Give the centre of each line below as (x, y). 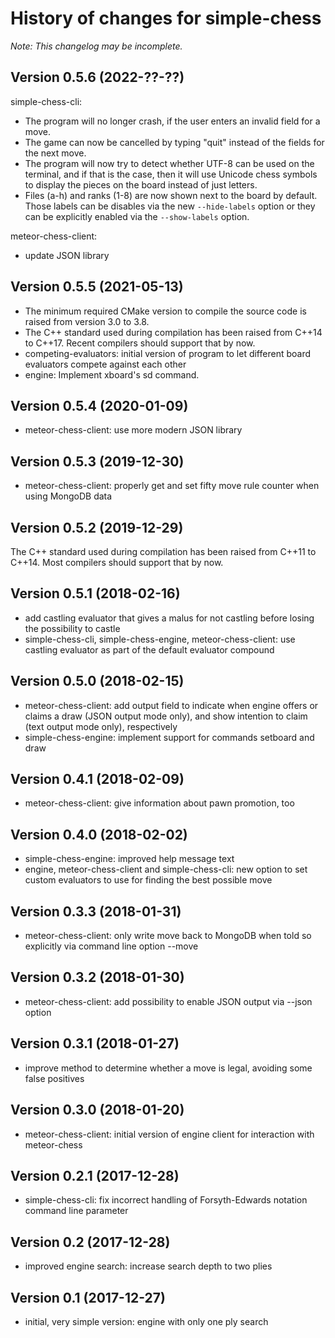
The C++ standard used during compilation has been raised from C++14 (173, 332)
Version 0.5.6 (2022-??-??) (97, 77)
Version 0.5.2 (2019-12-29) (97, 527)
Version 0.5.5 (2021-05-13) (97, 287)
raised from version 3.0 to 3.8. (87, 321)
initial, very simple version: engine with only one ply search (146, 1321)
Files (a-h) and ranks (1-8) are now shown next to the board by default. (171, 195)
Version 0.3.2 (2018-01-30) (97, 977)
